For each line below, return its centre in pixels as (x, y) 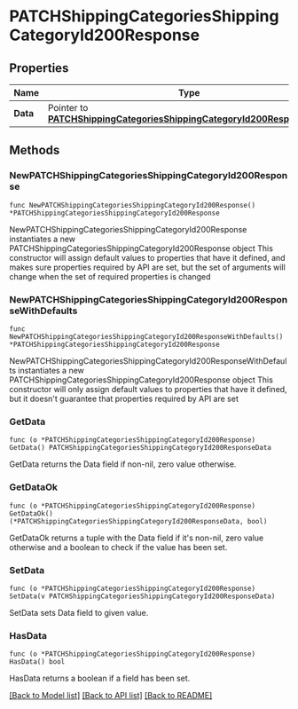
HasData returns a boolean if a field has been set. (100, 678)
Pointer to (68, 108)
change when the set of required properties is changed (110, 276)
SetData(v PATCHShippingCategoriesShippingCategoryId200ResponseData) (142, 596)
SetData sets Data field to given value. (79, 612)
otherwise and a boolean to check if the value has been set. (118, 547)
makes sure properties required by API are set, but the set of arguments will (147, 267)
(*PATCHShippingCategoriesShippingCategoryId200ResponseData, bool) (138, 521)
